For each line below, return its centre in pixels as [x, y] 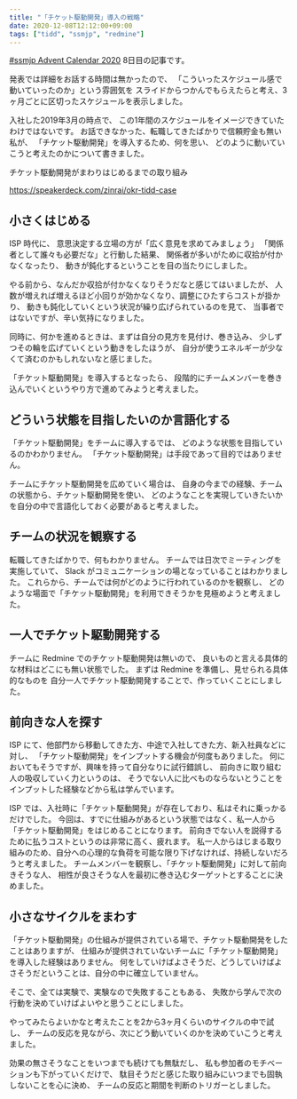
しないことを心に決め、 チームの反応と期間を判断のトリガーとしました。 [142, 1086]
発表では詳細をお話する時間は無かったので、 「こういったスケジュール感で [146, 79]
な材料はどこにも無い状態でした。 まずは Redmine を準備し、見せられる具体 [149, 669]
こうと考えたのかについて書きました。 [79, 154]
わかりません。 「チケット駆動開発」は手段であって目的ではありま [153, 454]
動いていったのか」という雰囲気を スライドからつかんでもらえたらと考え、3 [148, 91]
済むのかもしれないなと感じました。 [90, 359]
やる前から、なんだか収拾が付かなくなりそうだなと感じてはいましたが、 [141, 284]
